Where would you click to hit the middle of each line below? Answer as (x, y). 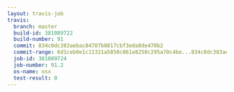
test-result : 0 (36, 78)
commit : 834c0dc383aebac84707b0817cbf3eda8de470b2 (88, 46)
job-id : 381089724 (40, 59)
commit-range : (34, 53)
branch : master (36, 26)
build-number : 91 (39, 39)
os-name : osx (32, 71)
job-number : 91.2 (39, 65)
